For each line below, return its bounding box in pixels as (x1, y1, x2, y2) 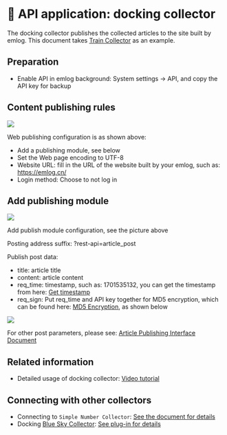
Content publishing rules (7, 102, 116, 113)
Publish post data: (7, 253, 58, 261)
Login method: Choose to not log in (17, 175, 118, 183)
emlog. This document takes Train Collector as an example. (7, 36, 175, 44)
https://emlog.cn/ (17, 168, 67, 176)
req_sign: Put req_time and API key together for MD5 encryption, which (17, 295, 219, 304)
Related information (7, 356, 94, 368)
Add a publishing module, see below (17, 146, 120, 154)
